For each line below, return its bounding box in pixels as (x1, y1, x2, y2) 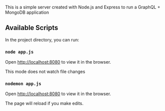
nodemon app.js (5, 81, 42, 87)
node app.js (5, 49, 34, 55)
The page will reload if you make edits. (5, 101, 84, 107)
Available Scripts (5, 24, 58, 32)
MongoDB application (5, 9, 49, 15)
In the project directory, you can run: (5, 37, 79, 42)
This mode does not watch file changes (5, 69, 85, 74)
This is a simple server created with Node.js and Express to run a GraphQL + (5, 4, 161, 10)
